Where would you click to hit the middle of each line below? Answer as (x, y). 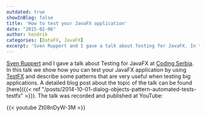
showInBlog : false (30, 18)
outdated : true (26, 12)
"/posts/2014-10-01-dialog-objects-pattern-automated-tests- (119, 89)
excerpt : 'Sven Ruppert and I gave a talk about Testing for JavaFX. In (101, 46)
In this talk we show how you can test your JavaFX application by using (97, 69)
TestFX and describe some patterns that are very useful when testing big (99, 76)
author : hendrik (27, 35)
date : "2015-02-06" (31, 29)
